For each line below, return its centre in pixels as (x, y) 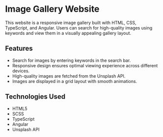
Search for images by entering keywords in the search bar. (71, 60)
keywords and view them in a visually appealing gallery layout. (68, 33)
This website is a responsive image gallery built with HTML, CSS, (71, 23)
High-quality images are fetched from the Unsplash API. (69, 76)
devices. (21, 71)
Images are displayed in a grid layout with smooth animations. (75, 81)
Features (19, 48)
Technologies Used (35, 97)
